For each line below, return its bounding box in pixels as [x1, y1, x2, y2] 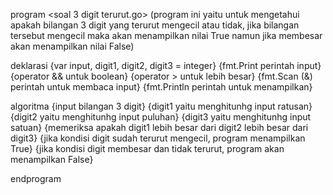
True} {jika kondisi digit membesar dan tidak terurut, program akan [10, 143, 285, 154]
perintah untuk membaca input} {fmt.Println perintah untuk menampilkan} [10, 81, 313, 93]
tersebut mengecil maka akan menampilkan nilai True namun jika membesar [10, 30, 323, 41]
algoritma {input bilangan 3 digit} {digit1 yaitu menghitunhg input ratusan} [10, 100, 313, 112]
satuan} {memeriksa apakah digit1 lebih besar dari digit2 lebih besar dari [10, 122, 309, 133]
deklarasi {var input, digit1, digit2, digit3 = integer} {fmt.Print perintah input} [10, 60, 322, 71]
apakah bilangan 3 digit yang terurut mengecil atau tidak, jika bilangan [10, 19, 300, 31]
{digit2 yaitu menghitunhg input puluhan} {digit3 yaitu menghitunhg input [10, 111, 312, 123]
